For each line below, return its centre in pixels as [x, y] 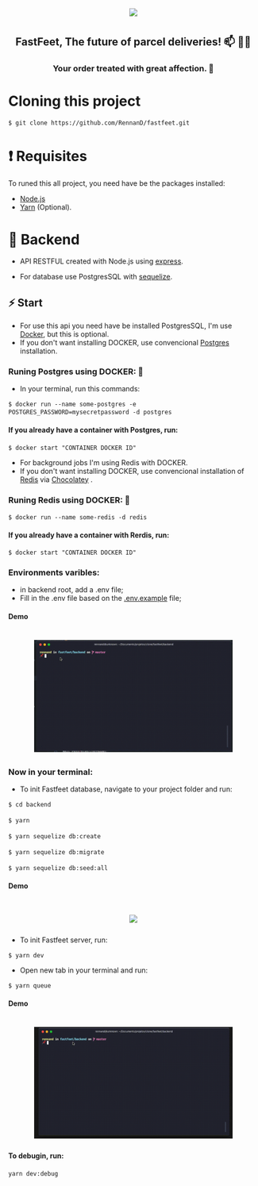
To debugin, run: [36, 1156]
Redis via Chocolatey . [56, 479]
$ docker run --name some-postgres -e [72, 404]
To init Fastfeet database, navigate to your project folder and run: [126, 789]
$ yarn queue [30, 986]
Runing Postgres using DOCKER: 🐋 [76, 372]
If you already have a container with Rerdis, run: [89, 535]
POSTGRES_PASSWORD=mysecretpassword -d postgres [90, 412]
